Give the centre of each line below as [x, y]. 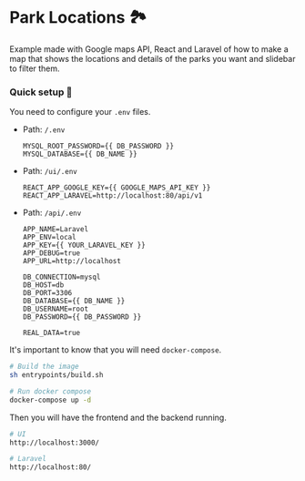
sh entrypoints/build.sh [56, 375]
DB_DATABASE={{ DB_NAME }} [74, 302]
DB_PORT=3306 [47, 293]
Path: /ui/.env [50, 171]
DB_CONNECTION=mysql [61, 277]
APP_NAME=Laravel [56, 230]
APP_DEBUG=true [51, 253]
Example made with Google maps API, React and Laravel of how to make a [149, 49]
